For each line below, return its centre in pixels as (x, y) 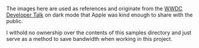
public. (15, 21)
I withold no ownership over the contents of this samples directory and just (99, 33)
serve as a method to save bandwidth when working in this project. (89, 39)
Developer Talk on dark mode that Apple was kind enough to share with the (99, 15)
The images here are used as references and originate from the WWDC (94, 9)
